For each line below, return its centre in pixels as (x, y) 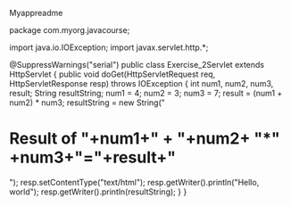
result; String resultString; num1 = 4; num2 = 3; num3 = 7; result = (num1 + (146, 93)
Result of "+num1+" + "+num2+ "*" (145, 139)
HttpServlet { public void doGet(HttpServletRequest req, (112, 74)
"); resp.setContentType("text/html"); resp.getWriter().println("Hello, (134, 182)
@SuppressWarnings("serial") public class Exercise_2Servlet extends (137, 65)
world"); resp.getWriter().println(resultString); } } (98, 192)
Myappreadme (36, 13)
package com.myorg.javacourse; (70, 30)
